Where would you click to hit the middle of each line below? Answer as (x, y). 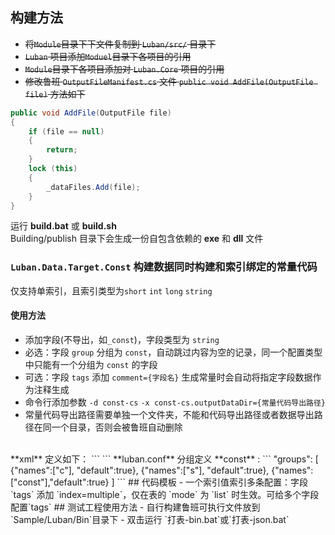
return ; (62, 150)
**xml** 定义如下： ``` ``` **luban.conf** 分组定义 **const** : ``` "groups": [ (164, 459)
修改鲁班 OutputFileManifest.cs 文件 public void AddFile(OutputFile (169, 81)
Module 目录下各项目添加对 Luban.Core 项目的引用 (124, 69)
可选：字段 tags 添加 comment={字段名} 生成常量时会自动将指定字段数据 (168, 377)
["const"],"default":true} (60, 482)
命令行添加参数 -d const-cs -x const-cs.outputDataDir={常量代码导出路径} (175, 402)
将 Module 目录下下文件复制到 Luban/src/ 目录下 (120, 44)
